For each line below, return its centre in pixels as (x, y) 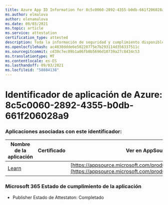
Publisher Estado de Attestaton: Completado (58, 197)
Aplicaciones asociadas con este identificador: (63, 132)
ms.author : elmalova (27, 14)
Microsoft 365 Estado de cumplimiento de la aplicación (73, 187)
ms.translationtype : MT (30, 56)
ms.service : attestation (31, 33)
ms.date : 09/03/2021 (27, 24)
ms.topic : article (24, 28)
